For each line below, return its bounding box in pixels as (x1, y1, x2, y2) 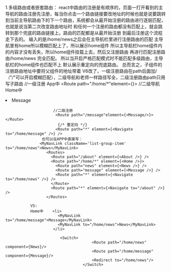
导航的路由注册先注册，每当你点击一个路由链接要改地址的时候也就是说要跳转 (5, 11, 166, 17)
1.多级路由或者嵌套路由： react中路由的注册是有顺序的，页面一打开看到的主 (5, 5, 163, 10)
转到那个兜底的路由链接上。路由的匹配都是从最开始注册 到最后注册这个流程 (5, 30, 163, 36)
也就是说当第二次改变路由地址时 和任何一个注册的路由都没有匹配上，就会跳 (5, 23, 163, 29)
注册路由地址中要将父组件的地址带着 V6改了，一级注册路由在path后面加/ (5, 68, 157, 74)
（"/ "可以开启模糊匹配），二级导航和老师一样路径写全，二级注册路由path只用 (5, 74, 165, 80)
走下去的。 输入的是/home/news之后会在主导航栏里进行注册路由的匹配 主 (5, 36, 159, 42)
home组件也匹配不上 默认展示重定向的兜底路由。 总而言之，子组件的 (18, 62, 162, 68)
